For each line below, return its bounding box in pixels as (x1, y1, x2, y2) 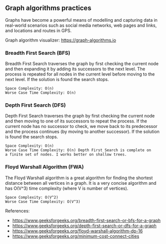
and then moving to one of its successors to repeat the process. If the (5, 118, 147, 124)
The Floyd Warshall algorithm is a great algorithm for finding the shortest (5, 175, 153, 181)
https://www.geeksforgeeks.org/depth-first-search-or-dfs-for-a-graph (12, 222, 157, 229)
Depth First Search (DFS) (5, 102, 66, 109)
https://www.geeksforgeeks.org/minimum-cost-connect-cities (12, 233, 139, 239)
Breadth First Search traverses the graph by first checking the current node (5, 61, 159, 67)
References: (5, 207, 30, 214)
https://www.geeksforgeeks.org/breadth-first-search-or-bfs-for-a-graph (12, 217, 161, 223)
